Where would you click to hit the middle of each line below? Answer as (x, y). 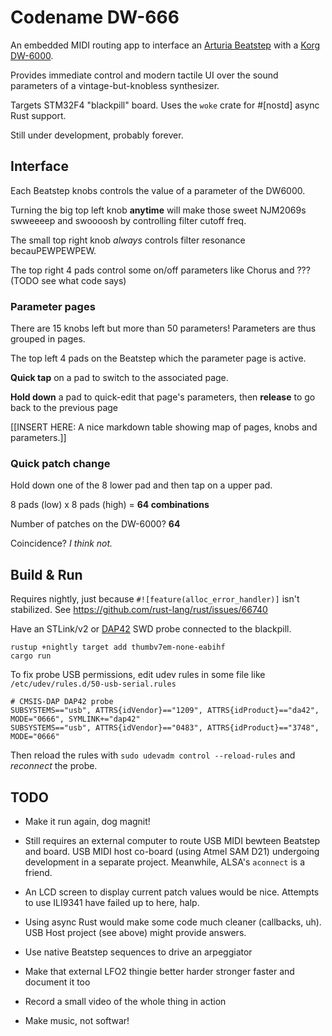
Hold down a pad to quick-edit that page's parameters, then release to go (163, 397)
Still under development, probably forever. (97, 135)
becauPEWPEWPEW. (53, 250)
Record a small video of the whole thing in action (125, 1001)
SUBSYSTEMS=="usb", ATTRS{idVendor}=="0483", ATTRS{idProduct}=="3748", (165, 728)
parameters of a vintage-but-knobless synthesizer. (115, 85)
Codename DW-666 (95, 17)
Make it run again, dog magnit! (87, 821)
